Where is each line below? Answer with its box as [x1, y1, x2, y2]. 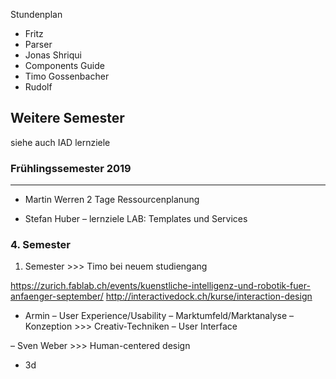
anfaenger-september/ [10, 290, 104, 303]
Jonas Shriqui [24, 49, 82, 61]
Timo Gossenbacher [24, 70, 110, 82]
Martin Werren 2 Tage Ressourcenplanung [24, 194, 200, 206]
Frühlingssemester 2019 [10, 161, 132, 175]
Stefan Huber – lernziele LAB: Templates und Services [24, 213, 248, 225]
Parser [24, 39, 53, 50]
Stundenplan [10, 9, 63, 20]
